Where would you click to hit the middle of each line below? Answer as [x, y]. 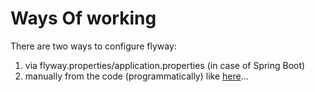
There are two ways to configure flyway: [93, 46]
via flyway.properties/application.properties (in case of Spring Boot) [165, 65]
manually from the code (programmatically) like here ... [136, 76]
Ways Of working [83, 18]
